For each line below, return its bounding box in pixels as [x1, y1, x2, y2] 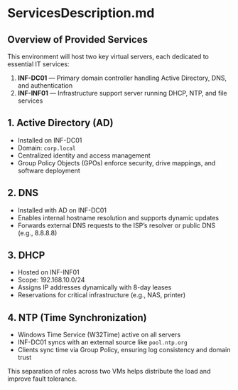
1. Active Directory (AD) [7, 117, 114, 129]
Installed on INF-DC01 [17, 135, 82, 144]
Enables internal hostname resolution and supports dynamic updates [17, 213, 220, 222]
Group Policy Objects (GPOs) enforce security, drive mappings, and [17, 158, 216, 167]
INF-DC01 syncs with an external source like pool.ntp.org [17, 338, 188, 347]
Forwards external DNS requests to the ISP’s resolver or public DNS [17, 221, 215, 230]
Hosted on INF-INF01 [17, 268, 80, 277]
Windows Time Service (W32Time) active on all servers [17, 330, 181, 339]
